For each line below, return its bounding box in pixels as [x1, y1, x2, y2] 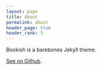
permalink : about [6, 19, 49, 25]
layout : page [6, 8, 38, 15]
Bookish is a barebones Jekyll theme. [6, 46, 97, 53]
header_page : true [6, 24, 51, 31]
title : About [6, 14, 38, 20]
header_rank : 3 [6, 30, 43, 36]
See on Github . [6, 58, 42, 65]
